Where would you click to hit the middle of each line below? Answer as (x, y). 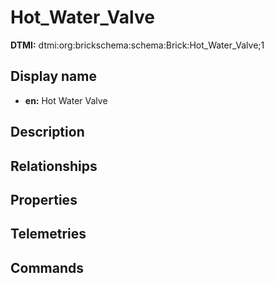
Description (47, 132)
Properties (44, 199)
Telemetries (48, 234)
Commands (47, 267)
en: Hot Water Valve (66, 100)
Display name (53, 76)
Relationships (54, 166)
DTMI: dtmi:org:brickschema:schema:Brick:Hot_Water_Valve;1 (137, 45)
